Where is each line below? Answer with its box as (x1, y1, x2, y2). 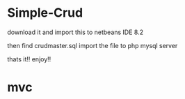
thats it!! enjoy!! (7, 54, 51, 63)
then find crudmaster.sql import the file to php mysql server (7, 41, 178, 49)
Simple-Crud (7, 5, 83, 21)
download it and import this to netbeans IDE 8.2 (7, 28, 144, 36)
